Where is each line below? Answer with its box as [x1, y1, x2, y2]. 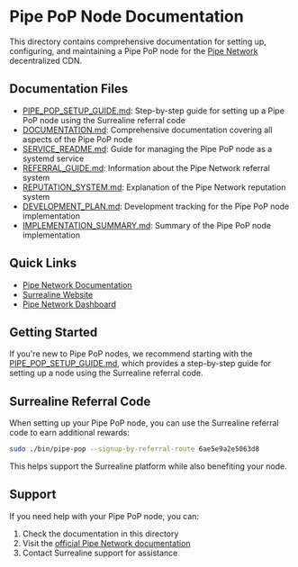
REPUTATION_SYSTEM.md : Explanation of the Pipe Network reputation [22, 182, 286, 193]
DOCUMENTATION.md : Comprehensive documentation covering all [22, 124, 273, 135]
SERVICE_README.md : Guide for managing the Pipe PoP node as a [22, 143, 273, 154]
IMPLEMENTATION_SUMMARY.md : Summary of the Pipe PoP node [22, 220, 272, 230]
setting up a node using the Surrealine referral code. [9, 367, 203, 379]
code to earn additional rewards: [9, 427, 131, 438]
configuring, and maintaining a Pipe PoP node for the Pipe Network [9, 45, 258, 56]
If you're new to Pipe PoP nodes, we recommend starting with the [9, 348, 253, 359]
